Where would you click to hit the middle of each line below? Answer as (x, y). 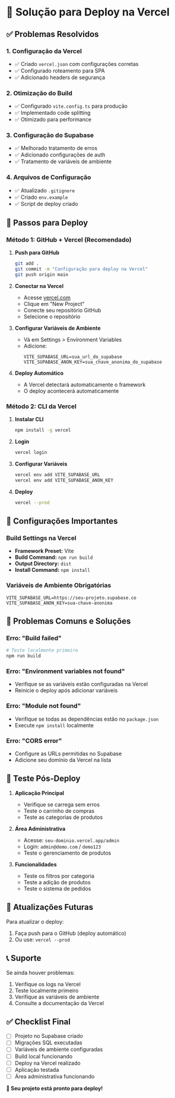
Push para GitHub (37, 253)
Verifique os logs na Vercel (48, 984)
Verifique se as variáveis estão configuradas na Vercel (81, 684)
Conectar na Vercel (39, 286)
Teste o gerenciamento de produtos (67, 853)
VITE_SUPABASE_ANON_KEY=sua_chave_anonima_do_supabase (93, 362)
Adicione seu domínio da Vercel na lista (63, 760)
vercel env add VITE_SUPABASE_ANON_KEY (64, 480)
